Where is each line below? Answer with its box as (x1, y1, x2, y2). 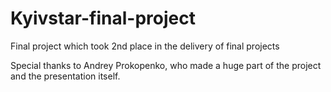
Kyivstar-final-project (10, 7, 196, 30)
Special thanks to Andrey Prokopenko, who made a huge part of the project (10, 59, 322, 71)
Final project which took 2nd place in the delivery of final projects (10, 40, 280, 52)
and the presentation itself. (10, 70, 121, 82)
